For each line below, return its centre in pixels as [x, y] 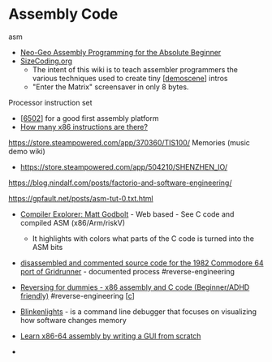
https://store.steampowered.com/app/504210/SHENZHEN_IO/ [124, 166]
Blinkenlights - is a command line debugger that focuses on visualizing [138, 311]
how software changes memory [73, 320]
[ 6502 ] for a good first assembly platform [90, 118]
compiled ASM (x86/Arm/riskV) [73, 222]
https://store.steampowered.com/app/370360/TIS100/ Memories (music [129, 142]
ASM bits [47, 247]
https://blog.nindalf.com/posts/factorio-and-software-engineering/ [120, 183]
